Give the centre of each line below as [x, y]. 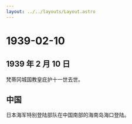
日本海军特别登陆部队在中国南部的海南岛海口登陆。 [68, 115]
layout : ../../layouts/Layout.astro [51, 12]
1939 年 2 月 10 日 [38, 64]
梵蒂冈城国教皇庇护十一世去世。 [45, 79]
